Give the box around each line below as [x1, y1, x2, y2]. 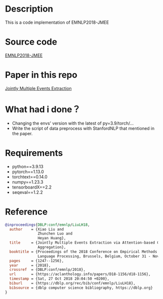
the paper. [12, 130, 33, 136]
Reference [5, 206, 48, 217]
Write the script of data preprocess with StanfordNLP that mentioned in [12, 125, 155, 131]
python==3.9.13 [12, 163, 44, 169]
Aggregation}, [37, 245, 66, 250]
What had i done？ [5, 104, 81, 115]
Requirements [5, 147, 63, 158]
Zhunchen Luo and [37, 231, 73, 236]
